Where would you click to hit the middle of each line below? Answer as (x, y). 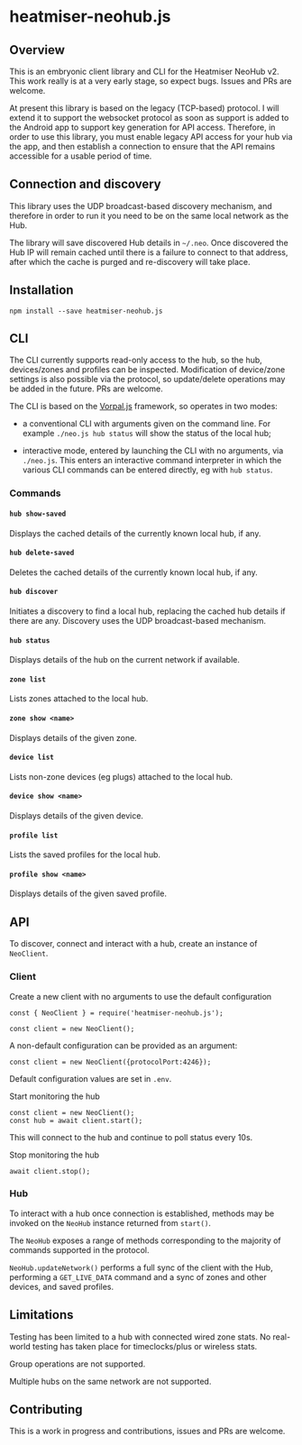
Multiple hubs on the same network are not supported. (110, 1381)
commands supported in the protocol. (79, 1249)
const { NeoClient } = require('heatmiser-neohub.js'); (116, 1013)
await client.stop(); (50, 1171)
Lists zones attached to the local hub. (79, 699)
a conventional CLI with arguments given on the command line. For (146, 424)
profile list (34, 836)
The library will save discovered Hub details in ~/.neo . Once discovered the (149, 242)
